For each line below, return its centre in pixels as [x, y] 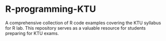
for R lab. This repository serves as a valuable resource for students [75, 28]
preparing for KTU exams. [32, 33]
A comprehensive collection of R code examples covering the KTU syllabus [83, 23]
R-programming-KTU [51, 9]
